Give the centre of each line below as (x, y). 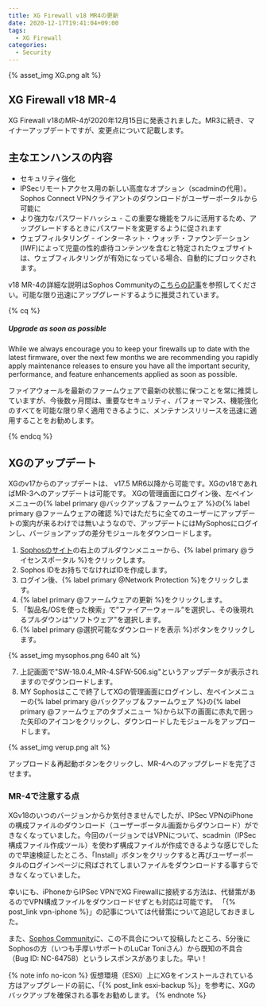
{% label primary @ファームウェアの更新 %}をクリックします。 (123, 600)
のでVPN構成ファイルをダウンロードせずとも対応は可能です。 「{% (125, 901)
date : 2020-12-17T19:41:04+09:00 (64, 23)
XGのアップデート (52, 463)
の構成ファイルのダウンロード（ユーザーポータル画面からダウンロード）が (130, 825)
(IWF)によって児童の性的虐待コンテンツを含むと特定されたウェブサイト (136, 248)
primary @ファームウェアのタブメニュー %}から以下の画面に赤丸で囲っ (137, 711)
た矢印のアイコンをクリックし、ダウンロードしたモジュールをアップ (131, 722)
